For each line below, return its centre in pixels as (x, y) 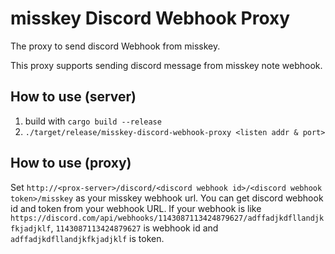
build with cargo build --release (93, 121)
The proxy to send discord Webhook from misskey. (115, 46)
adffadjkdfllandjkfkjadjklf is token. (87, 238)
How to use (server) (73, 97)
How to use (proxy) (71, 163)
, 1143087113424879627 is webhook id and (134, 228)
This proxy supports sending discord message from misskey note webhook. (166, 65)
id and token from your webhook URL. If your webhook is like (136, 208)
